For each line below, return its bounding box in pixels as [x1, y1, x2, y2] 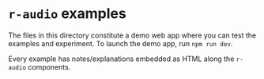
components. [27, 62, 71, 71]
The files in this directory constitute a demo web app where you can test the [8, 31, 257, 40]
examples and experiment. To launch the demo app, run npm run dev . [8, 38, 233, 48]
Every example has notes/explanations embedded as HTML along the [8, 54, 235, 63]
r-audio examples [8, 5, 126, 23]
